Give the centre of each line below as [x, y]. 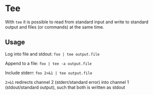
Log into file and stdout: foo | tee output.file [52, 54]
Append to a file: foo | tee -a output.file [48, 63]
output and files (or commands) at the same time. [55, 27]
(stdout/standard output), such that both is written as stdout [65, 87]
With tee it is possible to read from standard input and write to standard [77, 22]
